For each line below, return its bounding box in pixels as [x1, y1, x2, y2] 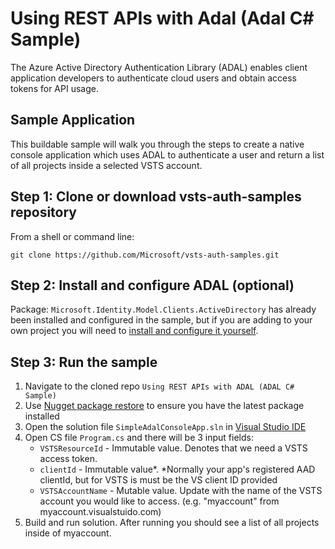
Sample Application [10, 112, 136, 129]
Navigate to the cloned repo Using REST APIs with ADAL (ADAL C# [24, 380, 295, 392]
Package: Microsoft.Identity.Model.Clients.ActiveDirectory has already [10, 303, 317, 316]
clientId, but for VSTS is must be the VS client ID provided [39, 474, 278, 486]
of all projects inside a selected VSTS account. [10, 159, 203, 171]
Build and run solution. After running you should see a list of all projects [24, 517, 320, 529]
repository [10, 204, 78, 221]
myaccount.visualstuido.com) [39, 506, 162, 518]
